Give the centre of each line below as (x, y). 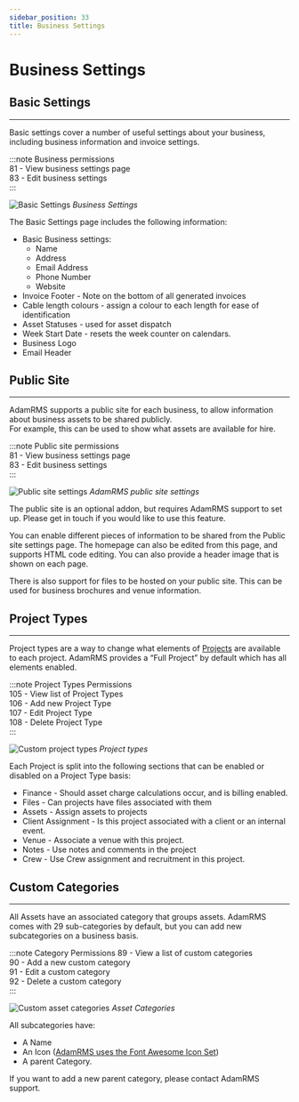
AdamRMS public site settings (145, 492)
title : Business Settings (57, 26)
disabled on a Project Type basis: (70, 776)
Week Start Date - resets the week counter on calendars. (126, 334)
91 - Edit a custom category (60, 971)
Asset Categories (143, 1008)
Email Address (62, 267)
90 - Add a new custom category (70, 962)
